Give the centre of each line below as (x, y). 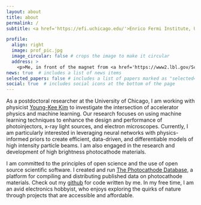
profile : (17, 40)
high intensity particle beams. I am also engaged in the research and (91, 146)
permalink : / (22, 23)
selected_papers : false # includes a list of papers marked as (87, 79)
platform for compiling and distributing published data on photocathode (94, 176)
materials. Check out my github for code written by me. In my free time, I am (100, 183)
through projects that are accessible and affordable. (70, 195)
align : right (28, 45)
